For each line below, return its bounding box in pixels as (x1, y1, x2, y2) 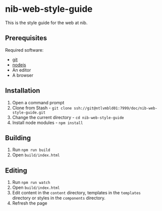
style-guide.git (12, 110, 46, 115)
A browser (12, 72, 33, 78)
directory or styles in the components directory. (12, 195, 106, 201)
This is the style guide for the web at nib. (5, 20, 88, 26)
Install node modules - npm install (12, 120, 83, 125)
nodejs (12, 61, 26, 67)
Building (5, 134, 31, 142)
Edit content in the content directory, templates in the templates (12, 190, 141, 196)
